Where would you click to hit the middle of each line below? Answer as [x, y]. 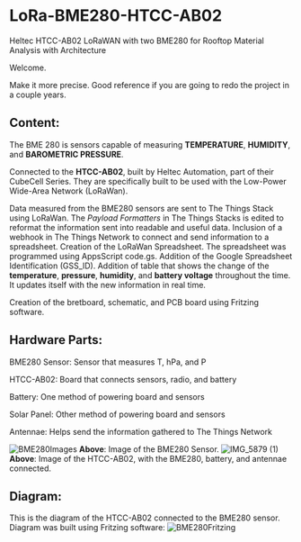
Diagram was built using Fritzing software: [88, 528]
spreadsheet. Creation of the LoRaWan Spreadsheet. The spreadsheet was [148, 246]
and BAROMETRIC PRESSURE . [66, 154]
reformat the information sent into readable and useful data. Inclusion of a [146, 227]
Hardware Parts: [56, 340]
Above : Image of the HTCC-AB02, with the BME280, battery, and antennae [148, 458]
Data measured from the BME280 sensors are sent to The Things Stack [142, 208]
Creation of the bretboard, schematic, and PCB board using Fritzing [134, 302]
